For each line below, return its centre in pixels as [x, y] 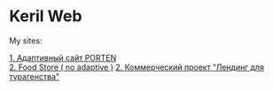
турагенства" [35, 76]
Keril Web [46, 16]
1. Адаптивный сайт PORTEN [63, 57]
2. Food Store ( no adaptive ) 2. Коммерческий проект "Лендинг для [136, 67]
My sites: [26, 41]
